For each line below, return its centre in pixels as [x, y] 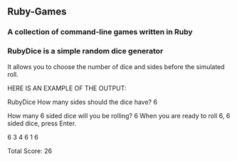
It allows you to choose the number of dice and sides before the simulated [116, 66]
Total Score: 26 [30, 151]
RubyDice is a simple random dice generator [85, 51]
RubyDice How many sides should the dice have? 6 [83, 102]
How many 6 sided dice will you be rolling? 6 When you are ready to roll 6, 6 [119, 115]
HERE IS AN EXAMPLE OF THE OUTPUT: [67, 88]
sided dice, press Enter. [42, 123]
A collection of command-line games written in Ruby [100, 32]
